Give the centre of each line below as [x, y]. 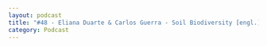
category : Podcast [39, 30]
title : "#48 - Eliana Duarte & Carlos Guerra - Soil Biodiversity [120, 23]
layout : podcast [35, 15]
